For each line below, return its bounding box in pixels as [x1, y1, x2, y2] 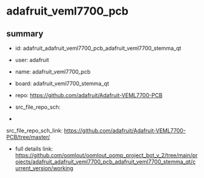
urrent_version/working [15, 165, 74, 171]
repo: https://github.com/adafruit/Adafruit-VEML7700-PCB [15, 92, 163, 98]
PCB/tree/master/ [6, 134, 51, 140]
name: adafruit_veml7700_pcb [15, 68, 91, 75]
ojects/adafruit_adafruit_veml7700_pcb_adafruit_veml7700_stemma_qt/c [15, 158, 196, 165]
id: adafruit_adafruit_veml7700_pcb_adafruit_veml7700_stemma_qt [15, 44, 181, 52]
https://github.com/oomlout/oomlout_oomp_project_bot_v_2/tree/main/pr [15, 152, 198, 159]
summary [6, 29, 44, 39]
